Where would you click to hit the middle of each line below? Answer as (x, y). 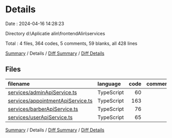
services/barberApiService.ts (43, 109)
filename (19, 84)
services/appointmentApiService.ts (50, 101)
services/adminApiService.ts (42, 92)
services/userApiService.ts (40, 117)
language (109, 84)
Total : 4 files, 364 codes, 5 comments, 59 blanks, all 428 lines (71, 43)
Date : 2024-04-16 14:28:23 (35, 24)
